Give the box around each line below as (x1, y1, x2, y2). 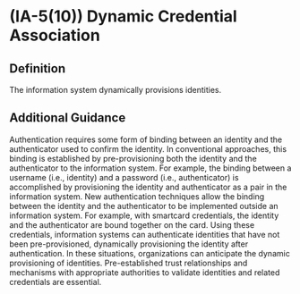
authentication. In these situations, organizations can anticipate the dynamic (9, 248, 291, 258)
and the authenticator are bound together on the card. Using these (9, 219, 255, 230)
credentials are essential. (9, 276, 102, 287)
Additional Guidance (9, 110, 126, 126)
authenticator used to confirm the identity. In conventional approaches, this (9, 143, 287, 154)
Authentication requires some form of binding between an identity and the (9, 134, 283, 145)
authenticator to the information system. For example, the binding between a (9, 163, 292, 173)
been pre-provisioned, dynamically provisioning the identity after (9, 239, 249, 249)
